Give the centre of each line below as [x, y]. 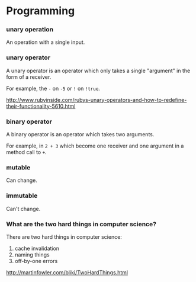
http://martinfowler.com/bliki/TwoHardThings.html [67, 272]
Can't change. [23, 209]
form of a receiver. [29, 77]
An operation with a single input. [46, 42]
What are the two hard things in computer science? [81, 224]
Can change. [22, 180]
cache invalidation [37, 248]
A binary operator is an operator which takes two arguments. [80, 134]
